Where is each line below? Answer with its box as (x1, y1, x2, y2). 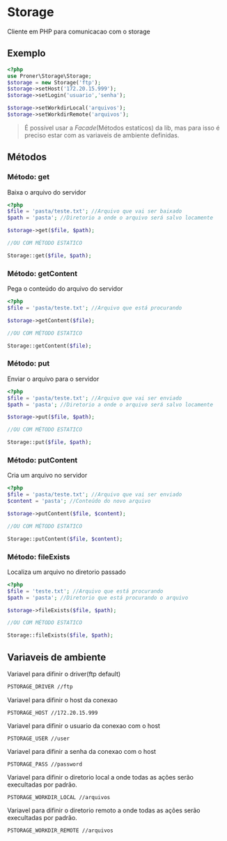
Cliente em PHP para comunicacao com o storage (7, 27, 151, 36)
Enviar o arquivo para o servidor (7, 374, 100, 383)
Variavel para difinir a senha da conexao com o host (7, 747, 157, 755)
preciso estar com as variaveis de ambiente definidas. (24, 130, 180, 139)
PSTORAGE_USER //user (7, 735, 70, 742)
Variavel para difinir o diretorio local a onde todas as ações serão (7, 773, 194, 781)
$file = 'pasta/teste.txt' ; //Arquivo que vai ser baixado (7, 208, 182, 215)
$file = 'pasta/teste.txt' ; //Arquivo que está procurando (7, 304, 182, 311)
